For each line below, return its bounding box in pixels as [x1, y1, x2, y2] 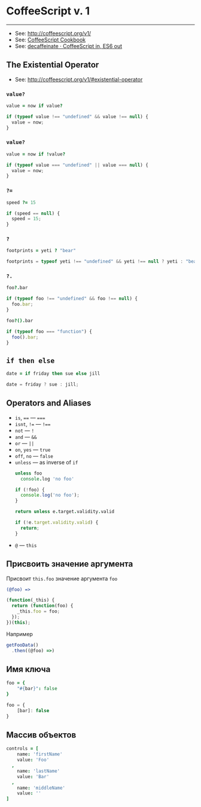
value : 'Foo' [17, 757, 50, 763]
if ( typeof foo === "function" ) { [6, 328, 93, 334]
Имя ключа [6, 664, 51, 674]
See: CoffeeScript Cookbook [14, 36, 86, 43]
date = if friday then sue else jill [6, 371, 100, 377]
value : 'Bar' [17, 773, 50, 779]
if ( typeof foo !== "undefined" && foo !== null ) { [6, 296, 138, 302]
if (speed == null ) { [6, 210, 60, 217]
